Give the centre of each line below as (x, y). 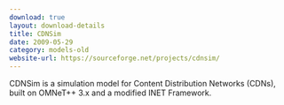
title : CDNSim (35, 34)
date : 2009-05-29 (41, 42)
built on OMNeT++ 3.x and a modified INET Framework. (110, 93)
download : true (37, 17)
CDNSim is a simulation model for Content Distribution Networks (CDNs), (143, 83)
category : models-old (49, 50)
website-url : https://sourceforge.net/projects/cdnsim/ (114, 58)
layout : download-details (57, 26)
